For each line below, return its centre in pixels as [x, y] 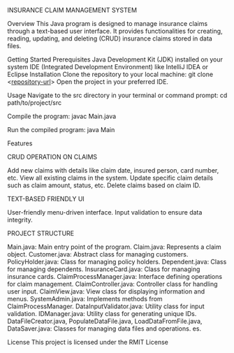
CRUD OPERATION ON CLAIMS [52, 157]
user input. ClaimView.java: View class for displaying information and [106, 291]
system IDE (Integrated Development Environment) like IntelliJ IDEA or [108, 67]
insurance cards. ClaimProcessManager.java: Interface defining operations [115, 276]
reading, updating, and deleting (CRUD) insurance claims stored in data [110, 38]
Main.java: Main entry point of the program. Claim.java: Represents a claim [114, 247]
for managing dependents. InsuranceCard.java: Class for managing [104, 269]
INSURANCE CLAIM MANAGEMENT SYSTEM [72, 10]
